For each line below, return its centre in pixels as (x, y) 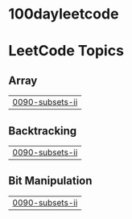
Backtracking (43, 131)
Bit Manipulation (50, 181)
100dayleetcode (64, 14)
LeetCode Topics (66, 51)
